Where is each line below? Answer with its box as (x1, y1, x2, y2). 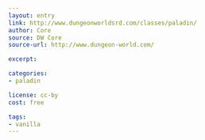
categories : (8, 70, 48, 78)
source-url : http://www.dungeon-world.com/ (8, 41, 155, 49)
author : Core (8, 26, 52, 34)
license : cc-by (8, 91, 59, 99)
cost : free (8, 98, 44, 107)
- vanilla (8, 120, 41, 128)
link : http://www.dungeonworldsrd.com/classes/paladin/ (8, 19, 197, 27)
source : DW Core (8, 33, 62, 42)
